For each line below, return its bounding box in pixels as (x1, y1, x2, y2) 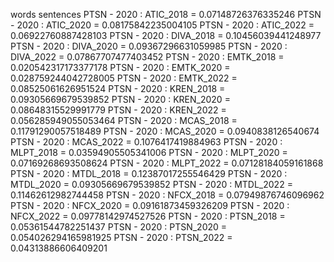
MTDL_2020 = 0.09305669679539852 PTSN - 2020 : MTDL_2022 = (10, 179, 293, 190)
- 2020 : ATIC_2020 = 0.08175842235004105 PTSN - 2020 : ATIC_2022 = (10, 19, 315, 31)
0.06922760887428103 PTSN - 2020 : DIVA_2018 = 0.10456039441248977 (10, 30, 322, 41)
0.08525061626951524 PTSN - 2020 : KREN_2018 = (10, 83, 226, 94)
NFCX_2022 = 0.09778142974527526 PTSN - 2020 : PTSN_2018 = (10, 210, 286, 222)
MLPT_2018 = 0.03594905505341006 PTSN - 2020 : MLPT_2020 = (10, 147, 288, 158)
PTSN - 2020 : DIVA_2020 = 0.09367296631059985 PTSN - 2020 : (10, 40, 288, 52)
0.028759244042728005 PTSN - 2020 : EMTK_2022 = (10, 72, 238, 84)
